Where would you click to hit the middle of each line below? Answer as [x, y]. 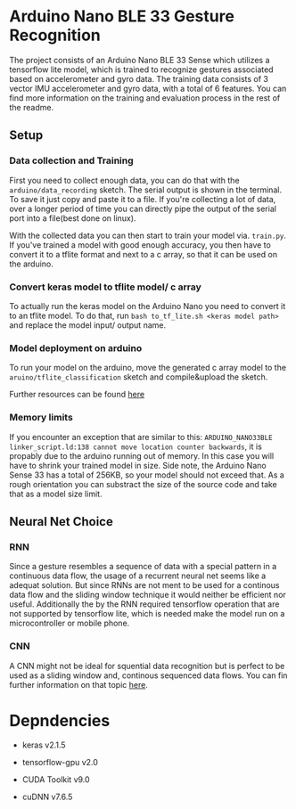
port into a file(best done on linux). [73, 218]
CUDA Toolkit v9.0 [56, 780]
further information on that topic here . [79, 684]
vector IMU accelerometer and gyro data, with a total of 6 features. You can [148, 88]
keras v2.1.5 [44, 745]
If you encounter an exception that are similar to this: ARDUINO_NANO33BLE [141, 437]
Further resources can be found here [77, 395]
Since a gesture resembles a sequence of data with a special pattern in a [143, 567]
